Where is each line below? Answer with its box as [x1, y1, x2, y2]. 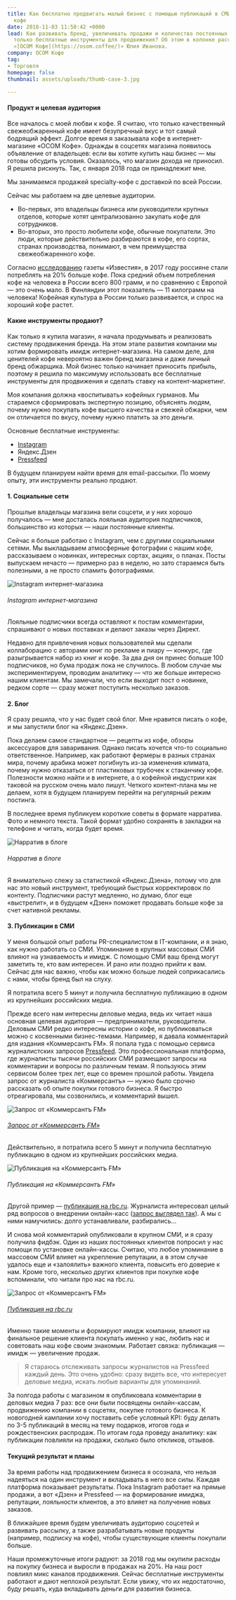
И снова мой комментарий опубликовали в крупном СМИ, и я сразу [7, 1231, 213, 1239]
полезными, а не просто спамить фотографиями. [7, 566, 155, 575]
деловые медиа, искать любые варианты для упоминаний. [24, 1377, 202, 1386]
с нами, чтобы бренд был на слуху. [7, 974, 113, 983]
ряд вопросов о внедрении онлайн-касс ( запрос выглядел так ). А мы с [7, 1209, 222, 1218]
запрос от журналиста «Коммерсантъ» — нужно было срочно [7, 1076, 195, 1085]
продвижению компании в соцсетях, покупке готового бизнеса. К [7, 1406, 206, 1415]
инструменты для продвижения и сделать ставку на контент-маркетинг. [7, 376, 226, 385]
